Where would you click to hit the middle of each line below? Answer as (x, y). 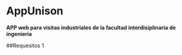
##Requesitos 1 (25, 45)
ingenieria (19, 33)
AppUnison (35, 11)
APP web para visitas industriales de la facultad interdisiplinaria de (91, 27)
